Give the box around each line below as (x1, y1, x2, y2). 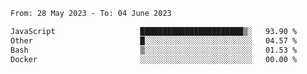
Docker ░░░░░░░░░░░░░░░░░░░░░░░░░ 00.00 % (10, 54, 298, 64)
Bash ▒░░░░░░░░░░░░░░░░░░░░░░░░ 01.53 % (10, 45, 298, 55)
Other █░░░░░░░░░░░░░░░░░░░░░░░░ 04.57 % (10, 35, 298, 46)
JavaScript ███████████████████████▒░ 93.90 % (10, 26, 298, 36)
